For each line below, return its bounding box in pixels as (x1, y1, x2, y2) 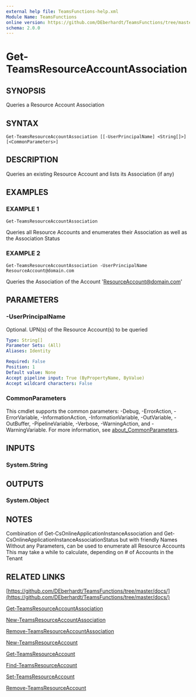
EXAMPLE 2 (6, 250, 41, 258)
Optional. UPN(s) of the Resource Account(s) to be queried (6, 326, 148, 333)
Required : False (6, 358, 45, 365)
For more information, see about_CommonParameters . (48, 426, 179, 433)
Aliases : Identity (6, 348, 51, 354)
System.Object (6, 496, 50, 504)
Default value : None (6, 370, 57, 375)
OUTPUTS (6, 479, 44, 489)
